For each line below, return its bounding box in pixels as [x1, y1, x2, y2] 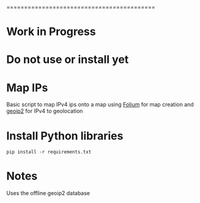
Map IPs [6, 81, 48, 95]
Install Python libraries [6, 129, 124, 142]
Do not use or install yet [6, 53, 129, 67]
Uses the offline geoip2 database [6, 190, 91, 197]
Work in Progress [6, 25, 96, 39]
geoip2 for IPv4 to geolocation [6, 108, 83, 115]
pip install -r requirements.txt [6, 149, 92, 155]
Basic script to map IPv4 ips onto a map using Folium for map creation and [6, 101, 194, 108]
